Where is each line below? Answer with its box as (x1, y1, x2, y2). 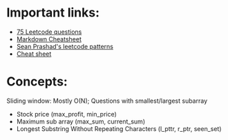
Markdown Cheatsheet (16, 34, 82, 43)
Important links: (6, 5, 100, 21)
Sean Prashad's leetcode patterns (16, 42, 113, 50)
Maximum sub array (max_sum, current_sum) (16, 117, 146, 126)
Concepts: (6, 74, 68, 90)
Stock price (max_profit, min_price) (16, 110, 117, 118)
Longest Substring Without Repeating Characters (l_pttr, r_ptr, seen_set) (16, 124, 222, 132)
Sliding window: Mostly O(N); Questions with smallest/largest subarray (6, 97, 208, 105)
